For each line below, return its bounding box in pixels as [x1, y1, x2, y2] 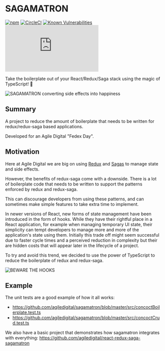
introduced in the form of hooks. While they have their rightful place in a [5, 216, 153, 222]
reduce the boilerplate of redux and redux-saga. [5, 257, 104, 263]
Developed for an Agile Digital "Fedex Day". [5, 133, 94, 139]
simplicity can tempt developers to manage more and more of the [5, 227, 139, 233]
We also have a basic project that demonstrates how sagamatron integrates [5, 330, 160, 336]
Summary [5, 105, 36, 113]
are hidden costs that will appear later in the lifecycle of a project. [5, 242, 139, 249]
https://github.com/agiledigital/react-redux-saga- [39, 335, 141, 341]
